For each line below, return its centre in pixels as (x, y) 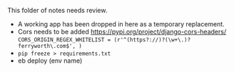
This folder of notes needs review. (57, 10)
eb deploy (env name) (50, 61)
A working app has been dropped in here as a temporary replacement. (121, 24)
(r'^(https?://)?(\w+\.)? (152, 40)
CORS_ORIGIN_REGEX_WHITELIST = (64, 40)
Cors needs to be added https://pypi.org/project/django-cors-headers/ (122, 32)
